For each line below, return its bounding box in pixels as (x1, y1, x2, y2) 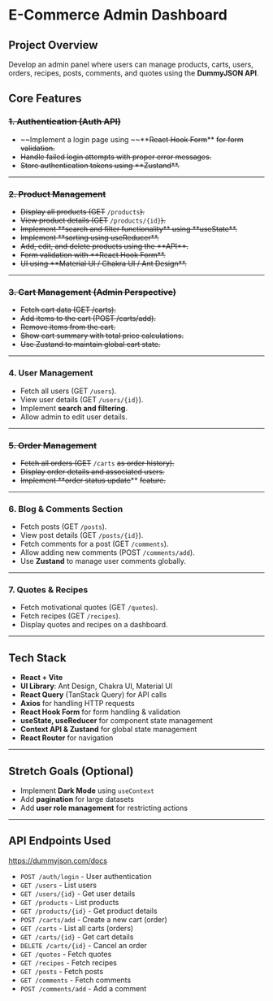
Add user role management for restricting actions (19, 803, 188, 813)
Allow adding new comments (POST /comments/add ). (19, 548, 195, 557)
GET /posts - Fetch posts (19, 966, 104, 976)
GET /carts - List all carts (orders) (19, 923, 134, 933)
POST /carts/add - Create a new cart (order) (19, 914, 168, 924)
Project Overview (8, 38, 98, 52)
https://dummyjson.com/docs (8, 856, 108, 865)
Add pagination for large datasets (19, 795, 134, 804)
